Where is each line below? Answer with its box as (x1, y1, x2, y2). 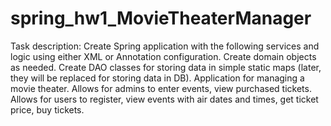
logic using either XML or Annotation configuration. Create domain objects (10, 50, 317, 62)
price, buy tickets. (10, 103, 85, 116)
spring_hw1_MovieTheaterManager (10, 7, 312, 30)
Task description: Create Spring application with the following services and (10, 40, 320, 52)
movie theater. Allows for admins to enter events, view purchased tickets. (10, 82, 312, 94)
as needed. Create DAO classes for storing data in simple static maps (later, (10, 61, 322, 73)
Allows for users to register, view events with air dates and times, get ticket (10, 93, 319, 105)
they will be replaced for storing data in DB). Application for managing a (10, 72, 305, 84)
